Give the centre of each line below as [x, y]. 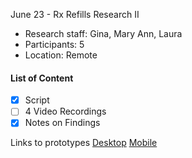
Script [37, 100]
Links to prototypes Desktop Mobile [84, 143]
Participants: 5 [54, 44]
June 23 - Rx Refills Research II [75, 14]
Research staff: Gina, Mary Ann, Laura [103, 33]
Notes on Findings [62, 123]
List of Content [42, 78]
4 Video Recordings [65, 111]
